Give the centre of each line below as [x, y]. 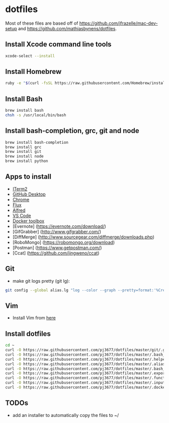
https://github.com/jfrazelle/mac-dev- [118, 23]
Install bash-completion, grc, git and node [72, 131]
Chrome [21, 199]
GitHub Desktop [29, 194]
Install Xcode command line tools [58, 45]
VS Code [22, 215]
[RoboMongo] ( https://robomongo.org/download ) [64, 242]
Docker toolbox [28, 221]
